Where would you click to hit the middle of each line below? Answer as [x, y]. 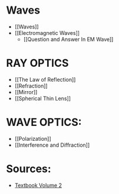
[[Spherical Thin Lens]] [42, 98]
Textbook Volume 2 [38, 185]
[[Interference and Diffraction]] [52, 145]
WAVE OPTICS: [44, 122]
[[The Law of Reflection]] [45, 79]
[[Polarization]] [33, 138]
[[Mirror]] [26, 92]
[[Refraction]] [31, 86]
